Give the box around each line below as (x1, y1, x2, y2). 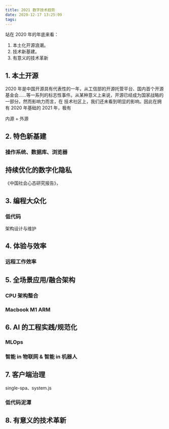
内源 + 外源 (5, 115, 29, 122)
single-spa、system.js (5, 385, 52, 391)
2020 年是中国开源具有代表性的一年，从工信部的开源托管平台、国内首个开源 (5, 86, 164, 92)
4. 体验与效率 (5, 242, 47, 251)
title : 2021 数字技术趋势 (5, 7, 56, 13)
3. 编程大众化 (5, 196, 47, 205)
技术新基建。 (12, 49, 39, 55)
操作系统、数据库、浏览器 (5, 148, 68, 156)
